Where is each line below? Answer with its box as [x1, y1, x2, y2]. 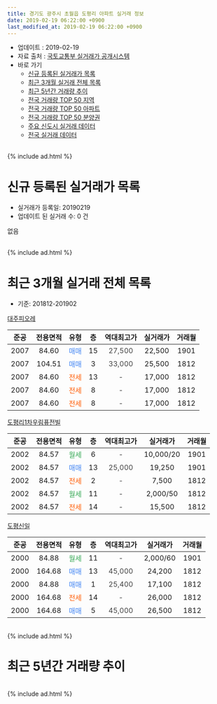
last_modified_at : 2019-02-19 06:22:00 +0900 [7, 23, 142, 30]
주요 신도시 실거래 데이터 [27, 122, 96, 130]
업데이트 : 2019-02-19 [17, 43, 79, 52]
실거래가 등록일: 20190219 [17, 204, 91, 212]
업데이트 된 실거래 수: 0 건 [17, 212, 89, 220]
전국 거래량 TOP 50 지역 [27, 96, 94, 104]
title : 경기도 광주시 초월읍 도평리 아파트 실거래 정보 [7, 10, 144, 17]
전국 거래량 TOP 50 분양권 [27, 113, 100, 122]
